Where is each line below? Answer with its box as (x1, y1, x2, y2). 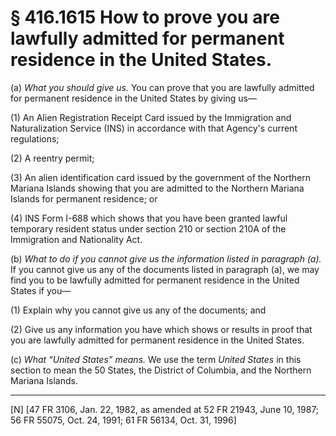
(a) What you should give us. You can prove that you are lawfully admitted (10, 81, 315, 93)
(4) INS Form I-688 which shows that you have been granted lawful (10, 212, 288, 224)
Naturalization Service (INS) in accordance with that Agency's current (10, 122, 298, 134)
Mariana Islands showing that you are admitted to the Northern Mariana (10, 182, 305, 194)
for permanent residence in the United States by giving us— (10, 92, 258, 104)
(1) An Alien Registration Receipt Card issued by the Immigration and (10, 111, 292, 123)
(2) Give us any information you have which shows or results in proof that (10, 323, 313, 335)
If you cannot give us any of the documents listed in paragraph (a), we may (10, 263, 320, 275)
